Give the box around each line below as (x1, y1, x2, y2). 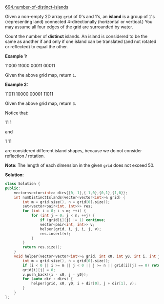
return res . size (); (22, 245, 62, 250)
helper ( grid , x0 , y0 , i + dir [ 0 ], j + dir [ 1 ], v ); (31, 281, 137, 286)
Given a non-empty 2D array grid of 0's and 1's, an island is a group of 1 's (5, 14, 155, 19)
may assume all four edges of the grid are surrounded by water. (5, 24, 133, 30)
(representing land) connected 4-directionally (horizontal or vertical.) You (5, 19, 153, 24)
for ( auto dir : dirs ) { (22, 277, 73, 282)
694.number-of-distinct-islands (5, 4, 68, 10)
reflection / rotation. (5, 153, 45, 159)
